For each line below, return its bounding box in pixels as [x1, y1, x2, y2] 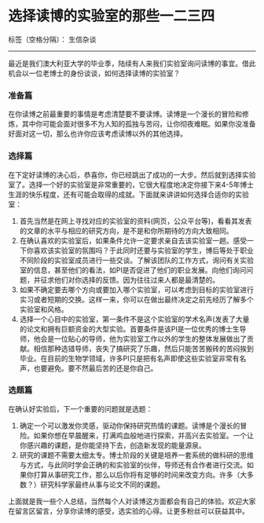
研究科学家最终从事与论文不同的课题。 [40, 480, 165, 489]
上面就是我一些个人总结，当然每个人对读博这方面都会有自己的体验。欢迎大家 [8, 496, 256, 506]
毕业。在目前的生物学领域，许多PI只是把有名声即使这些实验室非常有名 [19, 353, 247, 363]
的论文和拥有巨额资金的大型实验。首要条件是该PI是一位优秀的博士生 [19, 324, 240, 334]
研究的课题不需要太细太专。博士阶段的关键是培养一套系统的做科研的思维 [19, 450, 254, 459]
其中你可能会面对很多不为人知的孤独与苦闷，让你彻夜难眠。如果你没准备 [21, 119, 256, 129]
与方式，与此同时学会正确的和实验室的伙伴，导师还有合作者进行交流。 [19, 460, 247, 470]
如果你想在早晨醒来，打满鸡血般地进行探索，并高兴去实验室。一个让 [33, 430, 254, 440]
